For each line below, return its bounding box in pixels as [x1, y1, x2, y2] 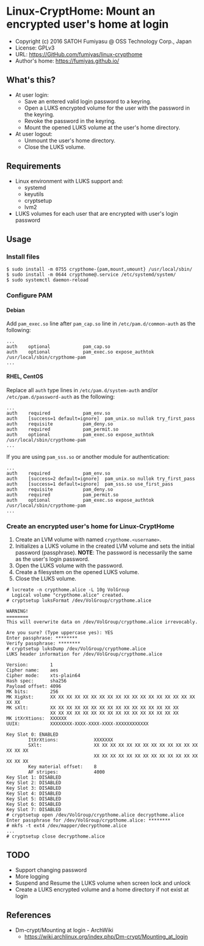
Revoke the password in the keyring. [24, 117, 116, 124]
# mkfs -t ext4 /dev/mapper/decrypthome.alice [6, 822, 127, 828]
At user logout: [15, 130, 53, 137]
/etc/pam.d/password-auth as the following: [6, 393, 115, 400]
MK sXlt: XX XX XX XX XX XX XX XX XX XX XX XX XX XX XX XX [6, 705, 179, 711]
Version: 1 [6, 662, 53, 668]
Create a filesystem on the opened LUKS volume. [15, 568, 139, 575]
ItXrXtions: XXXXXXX [28, 736, 114, 743]
